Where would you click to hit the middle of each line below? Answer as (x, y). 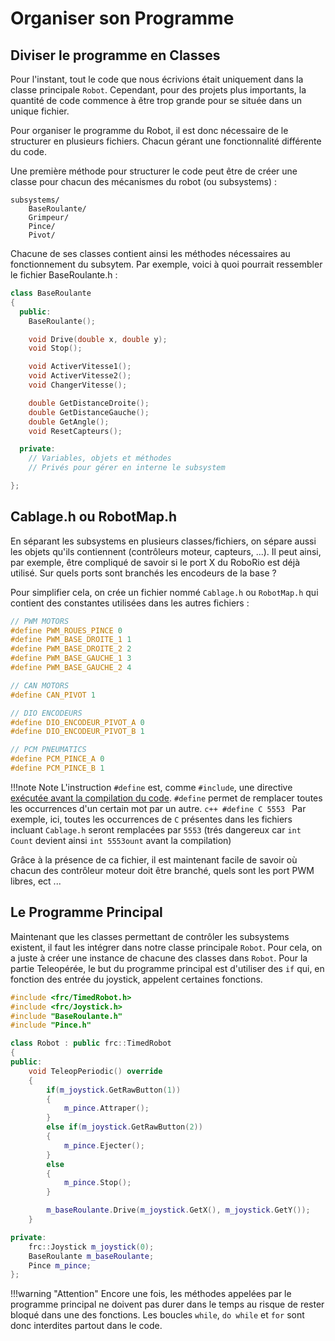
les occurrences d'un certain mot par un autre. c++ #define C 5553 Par (158, 808)
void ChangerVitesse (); (78, 385)
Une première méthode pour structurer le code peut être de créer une (154, 171)
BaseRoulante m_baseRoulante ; (91, 1256)
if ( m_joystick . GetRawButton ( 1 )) (114, 1090)
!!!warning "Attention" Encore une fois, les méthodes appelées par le (151, 1294)
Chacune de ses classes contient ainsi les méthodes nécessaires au (150, 253)
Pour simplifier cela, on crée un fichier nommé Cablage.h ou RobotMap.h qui (164, 592)
